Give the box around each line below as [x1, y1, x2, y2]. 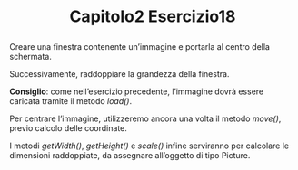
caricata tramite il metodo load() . [9, 96, 133, 107]
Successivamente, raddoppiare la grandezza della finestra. [9, 69, 230, 80]
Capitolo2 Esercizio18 [69, 6, 236, 27]
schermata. [9, 52, 52, 62]
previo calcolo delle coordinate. [9, 123, 127, 134]
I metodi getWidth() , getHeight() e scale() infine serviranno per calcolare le [9, 140, 289, 151]
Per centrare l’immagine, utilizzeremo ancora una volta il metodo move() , [9, 113, 282, 124]
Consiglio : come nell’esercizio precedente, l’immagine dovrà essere [9, 86, 264, 97]
